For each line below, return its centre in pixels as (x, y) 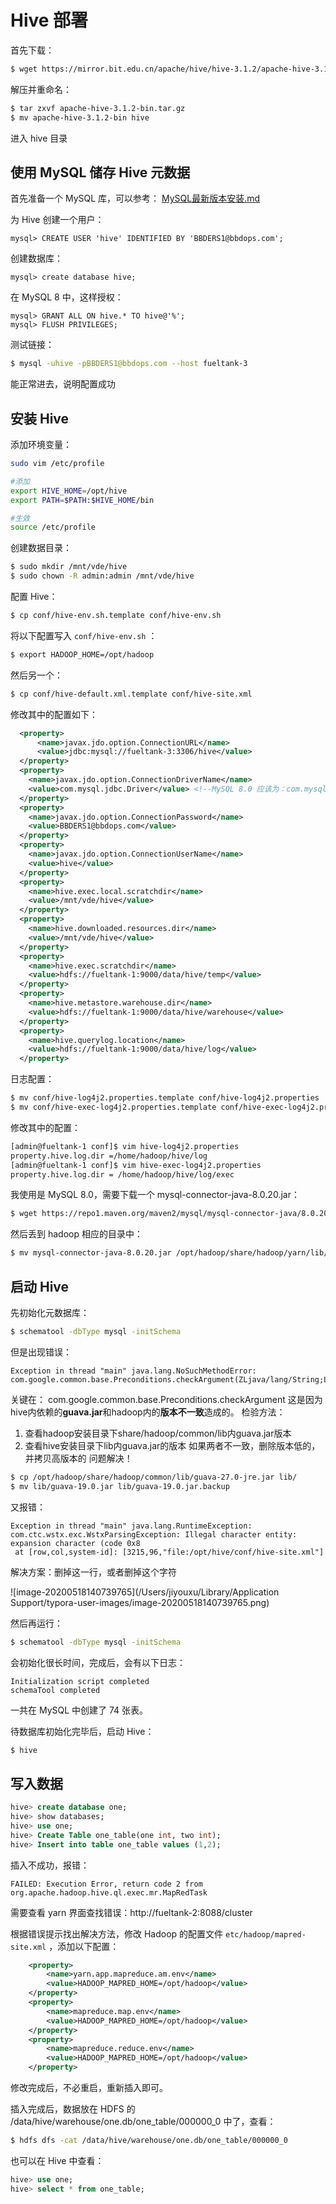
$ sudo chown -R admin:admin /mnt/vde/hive (102, 576)
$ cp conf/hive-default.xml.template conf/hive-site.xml (131, 694)
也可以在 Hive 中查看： (57, 2160)
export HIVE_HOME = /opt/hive (69, 491)
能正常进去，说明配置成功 (63, 384)
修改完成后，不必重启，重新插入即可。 (89, 2088)
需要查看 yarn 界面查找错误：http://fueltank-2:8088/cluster (131, 1912)
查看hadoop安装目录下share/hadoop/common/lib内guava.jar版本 (158, 1433)
